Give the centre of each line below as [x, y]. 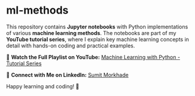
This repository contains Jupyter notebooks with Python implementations [97, 27]
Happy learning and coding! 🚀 [43, 86]
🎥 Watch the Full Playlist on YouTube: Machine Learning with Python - [93, 57]
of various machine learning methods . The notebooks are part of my [91, 33]
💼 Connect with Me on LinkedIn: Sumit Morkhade [67, 75]
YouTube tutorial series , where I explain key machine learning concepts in [98, 39]
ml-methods [37, 10]
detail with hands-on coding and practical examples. [71, 46]
